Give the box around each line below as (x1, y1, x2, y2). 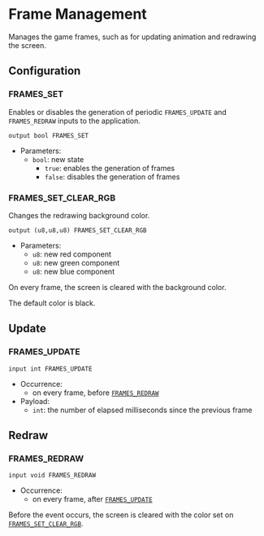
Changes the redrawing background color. (8, 210, 150, 220)
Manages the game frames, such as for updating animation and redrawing (8, 32, 257, 42)
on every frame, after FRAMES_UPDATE (32, 494, 153, 504)
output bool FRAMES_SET (8, 131, 89, 139)
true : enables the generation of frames (44, 163, 175, 173)
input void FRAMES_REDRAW (8, 472, 96, 480)
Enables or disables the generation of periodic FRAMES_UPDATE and (8, 107, 227, 116)
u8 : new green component (32, 257, 120, 267)
